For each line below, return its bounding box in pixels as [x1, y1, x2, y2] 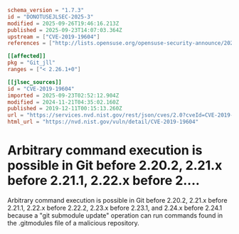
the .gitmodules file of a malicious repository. [7, 218, 140, 227]
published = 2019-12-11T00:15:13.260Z [7, 105, 122, 112]
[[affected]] [7, 53, 46, 60]
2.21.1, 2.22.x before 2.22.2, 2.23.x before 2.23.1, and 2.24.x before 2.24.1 [7, 203, 223, 212]
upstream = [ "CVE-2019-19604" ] [7, 33, 100, 41]
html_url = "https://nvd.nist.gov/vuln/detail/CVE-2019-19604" [7, 118, 199, 126]
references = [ [7, 40, 53, 47]
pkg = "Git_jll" [7, 59, 55, 67]
